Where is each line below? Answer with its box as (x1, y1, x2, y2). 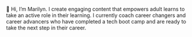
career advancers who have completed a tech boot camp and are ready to (6, 18, 187, 25)
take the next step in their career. (6, 24, 87, 31)
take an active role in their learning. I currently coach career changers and (6, 12, 186, 19)
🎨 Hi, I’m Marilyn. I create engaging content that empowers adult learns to (6, 6, 185, 12)
